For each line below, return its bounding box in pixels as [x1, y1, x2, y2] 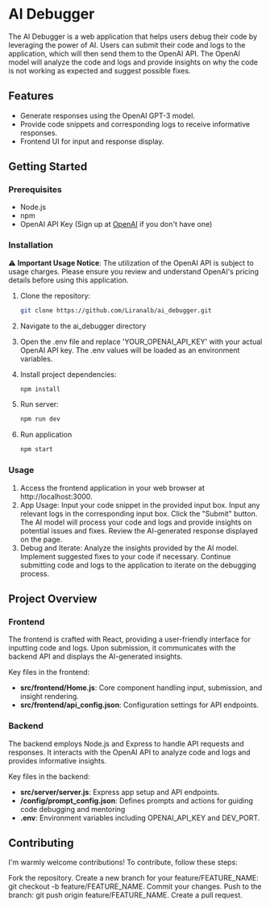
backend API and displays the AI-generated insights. [8, 651, 183, 662]
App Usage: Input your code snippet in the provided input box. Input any [19, 500, 260, 509]
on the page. [19, 534, 63, 544]
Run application [19, 429, 73, 440]
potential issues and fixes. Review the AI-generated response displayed [19, 525, 258, 535]
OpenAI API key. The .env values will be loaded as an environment [19, 345, 240, 355]
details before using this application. [8, 275, 129, 285]
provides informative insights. [8, 755, 107, 765]
